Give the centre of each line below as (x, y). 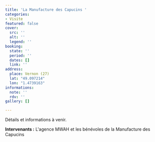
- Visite (14, 19)
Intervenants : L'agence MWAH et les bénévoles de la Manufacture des (78, 129)
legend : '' (21, 42)
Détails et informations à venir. (36, 120)
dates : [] (19, 60)
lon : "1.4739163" (27, 83)
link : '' (18, 65)
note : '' (18, 92)
